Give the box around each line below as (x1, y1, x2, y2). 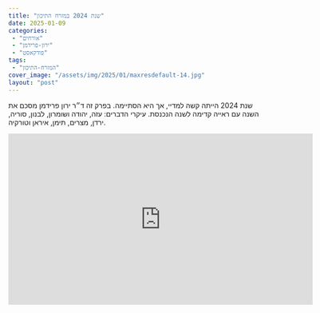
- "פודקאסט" (11, 49, 48, 57)
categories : (8, 26, 48, 34)
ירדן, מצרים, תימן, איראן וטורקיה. (8, 117, 106, 127)
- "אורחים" (11, 34, 44, 42)
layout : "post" (8, 78, 59, 86)
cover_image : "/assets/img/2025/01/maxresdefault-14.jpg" (8, 71, 205, 79)
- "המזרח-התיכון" (11, 64, 60, 72)
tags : (8, 57, 26, 65)
